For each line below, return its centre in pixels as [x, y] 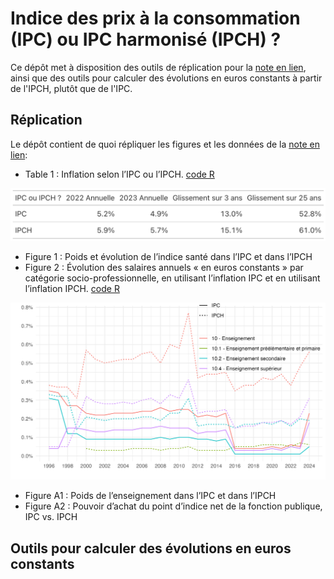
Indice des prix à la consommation [155, 18]
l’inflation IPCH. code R [72, 289]
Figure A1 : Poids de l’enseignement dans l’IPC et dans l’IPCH [150, 496]
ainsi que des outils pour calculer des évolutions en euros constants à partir [166, 78]
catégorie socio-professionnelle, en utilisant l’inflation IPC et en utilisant [172, 278]
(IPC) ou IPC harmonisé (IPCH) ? [146, 39]
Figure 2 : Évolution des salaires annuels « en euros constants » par [164, 268]
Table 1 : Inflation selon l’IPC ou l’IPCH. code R [119, 174]
